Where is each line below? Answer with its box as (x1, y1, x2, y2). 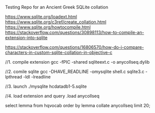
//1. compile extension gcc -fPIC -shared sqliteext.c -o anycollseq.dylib (5, 59, 150, 65)
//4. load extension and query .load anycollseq (5, 93, 100, 99)
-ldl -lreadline (23, 74, 51, 79)
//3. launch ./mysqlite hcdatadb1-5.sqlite (5, 83, 87, 89)
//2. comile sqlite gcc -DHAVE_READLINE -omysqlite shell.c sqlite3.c (5, 69, 145, 75)
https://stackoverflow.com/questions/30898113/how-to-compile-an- (5, 30, 144, 35)
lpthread (5, 74, 22, 79)
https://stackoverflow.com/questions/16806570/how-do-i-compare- (5, 44, 144, 50)
